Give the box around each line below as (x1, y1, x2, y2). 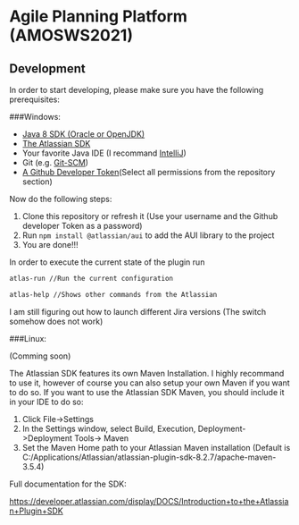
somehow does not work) (9, 316, 104, 326)
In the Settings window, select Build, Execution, (21, 423, 196, 434)
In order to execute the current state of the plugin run (9, 257, 205, 267)
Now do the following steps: (9, 194, 112, 204)
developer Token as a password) (21, 221, 143, 231)
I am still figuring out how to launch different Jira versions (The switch (9, 306, 266, 317)
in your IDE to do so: (9, 396, 84, 407)
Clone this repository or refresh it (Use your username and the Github (21, 211, 278, 221)
